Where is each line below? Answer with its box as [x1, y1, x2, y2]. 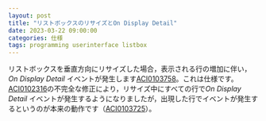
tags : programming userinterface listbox [8, 41, 148, 49]
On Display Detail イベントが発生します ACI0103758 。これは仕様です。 [8, 74, 238, 84]
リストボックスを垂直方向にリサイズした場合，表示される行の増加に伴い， [8, 64, 252, 74]
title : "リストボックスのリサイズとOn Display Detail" [8, 19, 178, 27]
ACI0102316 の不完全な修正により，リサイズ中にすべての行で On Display [8, 84, 242, 94]
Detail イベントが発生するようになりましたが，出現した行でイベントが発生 [8, 94, 252, 103]
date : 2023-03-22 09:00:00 [8, 26, 98, 34]
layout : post [8, 11, 52, 20]
